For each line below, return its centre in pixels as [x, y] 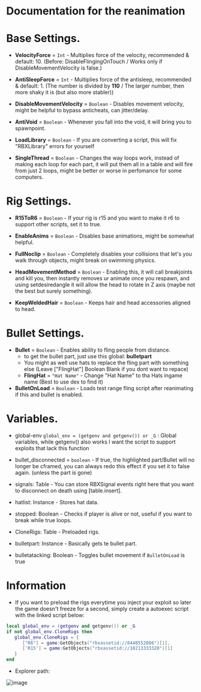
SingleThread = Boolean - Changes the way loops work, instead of [97, 158]
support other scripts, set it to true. [58, 224]
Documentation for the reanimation [96, 11]
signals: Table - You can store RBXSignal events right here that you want [104, 484]
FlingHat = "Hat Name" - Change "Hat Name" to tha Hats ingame [103, 375]
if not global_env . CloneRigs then [49, 631]
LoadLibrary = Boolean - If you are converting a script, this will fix [96, 140]
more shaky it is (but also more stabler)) [64, 92]
